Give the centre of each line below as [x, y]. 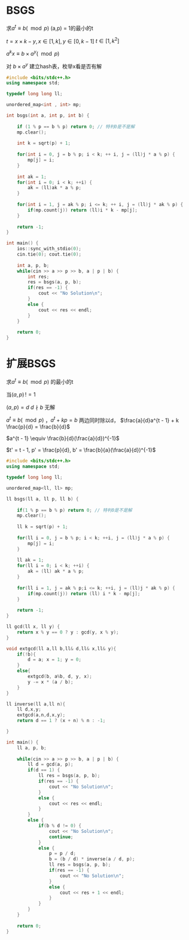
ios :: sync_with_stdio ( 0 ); [49, 249]
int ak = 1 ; [32, 177]
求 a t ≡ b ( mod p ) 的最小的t [40, 381]
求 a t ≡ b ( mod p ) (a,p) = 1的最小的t [50, 28]
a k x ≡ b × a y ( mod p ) [33, 53]
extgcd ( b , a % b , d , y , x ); [60, 677]
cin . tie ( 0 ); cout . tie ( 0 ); [49, 254]
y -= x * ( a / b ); [51, 682]
